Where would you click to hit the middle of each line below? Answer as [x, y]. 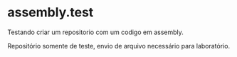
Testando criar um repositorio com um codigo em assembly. [95, 32]
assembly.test [51, 12]
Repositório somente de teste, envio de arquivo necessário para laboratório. [118, 46]
